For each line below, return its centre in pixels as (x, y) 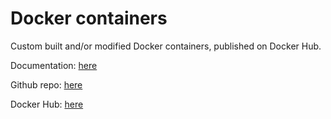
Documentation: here (54, 65)
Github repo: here (46, 84)
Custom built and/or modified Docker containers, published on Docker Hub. (166, 46)
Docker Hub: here (47, 104)
